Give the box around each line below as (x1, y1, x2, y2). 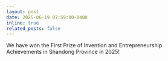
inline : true (6, 20, 39, 26)
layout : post (6, 8, 39, 15)
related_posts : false (6, 25, 61, 32)
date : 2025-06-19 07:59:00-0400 (6, 14, 88, 20)
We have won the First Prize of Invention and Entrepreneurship (6, 42, 163, 49)
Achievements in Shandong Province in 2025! (6, 48, 120, 56)
